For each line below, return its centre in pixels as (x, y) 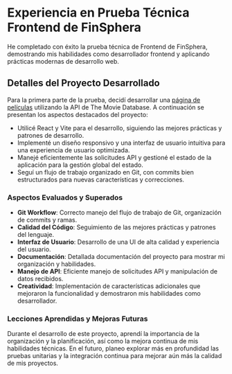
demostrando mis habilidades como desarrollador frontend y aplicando (108, 54)
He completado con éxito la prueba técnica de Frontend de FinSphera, (107, 46)
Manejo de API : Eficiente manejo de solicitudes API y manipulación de (117, 271)
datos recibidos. (40, 279)
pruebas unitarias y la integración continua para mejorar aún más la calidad (115, 356)
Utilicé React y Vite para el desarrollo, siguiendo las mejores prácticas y (119, 128)
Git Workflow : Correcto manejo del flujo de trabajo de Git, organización (119, 213)
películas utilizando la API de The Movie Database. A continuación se (106, 107)
